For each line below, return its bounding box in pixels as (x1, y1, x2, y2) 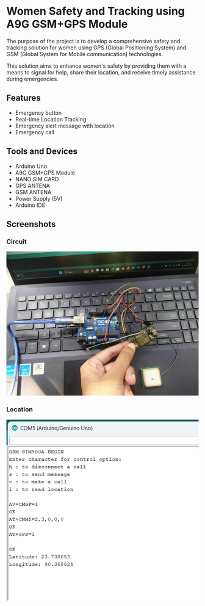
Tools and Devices (6, 146, 78, 157)
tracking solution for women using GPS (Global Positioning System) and (6, 44, 187, 51)
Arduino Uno (15, 162, 48, 170)
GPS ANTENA (15, 182, 50, 189)
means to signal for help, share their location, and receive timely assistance (6, 68, 196, 76)
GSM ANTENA (15, 188, 52, 196)
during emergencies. (6, 75, 59, 82)
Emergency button (15, 109, 62, 117)
